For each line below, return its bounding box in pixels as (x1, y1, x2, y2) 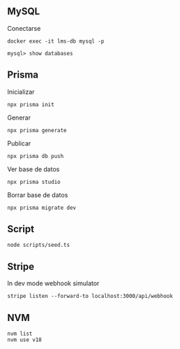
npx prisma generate (7, 127, 68, 134)
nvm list (7, 330, 33, 338)
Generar (7, 113, 31, 122)
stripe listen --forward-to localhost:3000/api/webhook (7, 293, 173, 300)
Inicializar (7, 87, 35, 96)
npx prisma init (7, 101, 54, 108)
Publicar (7, 139, 31, 148)
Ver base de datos (7, 164, 60, 173)
